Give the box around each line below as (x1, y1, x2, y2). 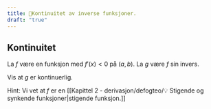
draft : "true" (7, 16, 48, 23)
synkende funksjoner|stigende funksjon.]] (7, 94, 126, 103)
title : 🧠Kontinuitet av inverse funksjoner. (7, 10, 137, 17)
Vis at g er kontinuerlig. (7, 73, 74, 82)
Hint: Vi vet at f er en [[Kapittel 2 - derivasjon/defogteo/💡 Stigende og (7, 86, 204, 95)
